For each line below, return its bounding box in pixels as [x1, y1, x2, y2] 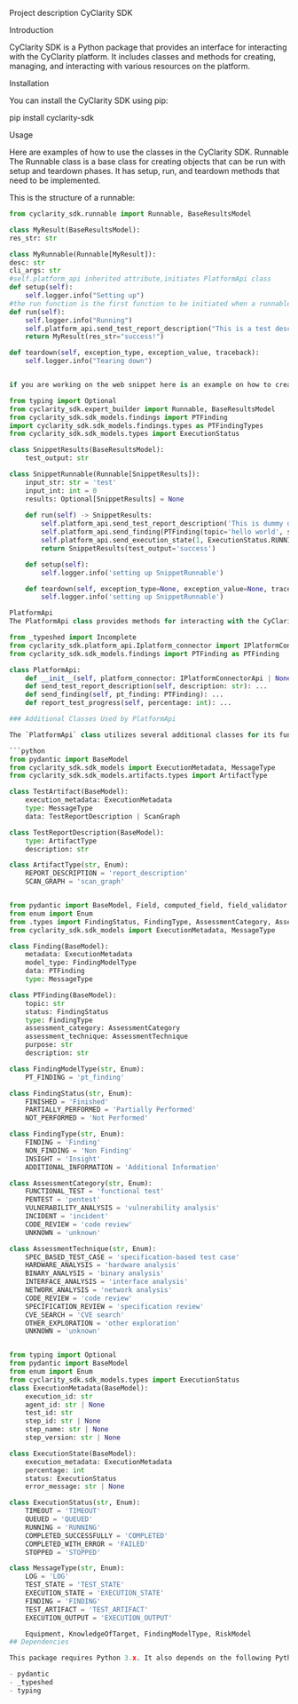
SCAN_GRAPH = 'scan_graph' [25, 877, 125, 886]
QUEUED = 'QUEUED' [25, 1515, 93, 1524]
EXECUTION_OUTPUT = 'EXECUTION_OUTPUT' [25, 1613, 173, 1622]
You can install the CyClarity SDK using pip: [9, 95, 169, 106]
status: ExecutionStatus [25, 1474, 117, 1483]
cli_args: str [9, 266, 62, 275]
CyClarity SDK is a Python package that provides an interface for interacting [9, 42, 287, 52]
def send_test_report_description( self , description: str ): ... [25, 682, 268, 691]
